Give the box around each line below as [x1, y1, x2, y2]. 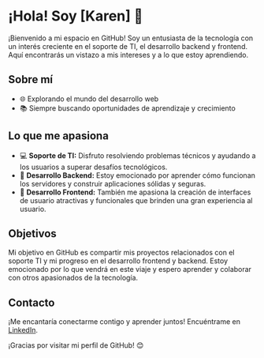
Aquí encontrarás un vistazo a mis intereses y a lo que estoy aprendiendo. [8, 50, 249, 59]
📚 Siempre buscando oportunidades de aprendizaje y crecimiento [19, 103, 236, 113]
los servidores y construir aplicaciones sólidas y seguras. [19, 179, 206, 188]
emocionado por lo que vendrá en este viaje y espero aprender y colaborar [8, 265, 252, 274]
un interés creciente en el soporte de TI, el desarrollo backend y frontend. [8, 41, 248, 51]
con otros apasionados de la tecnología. [8, 273, 139, 283]
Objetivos [8, 227, 57, 240]
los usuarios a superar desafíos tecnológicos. [19, 162, 168, 171]
